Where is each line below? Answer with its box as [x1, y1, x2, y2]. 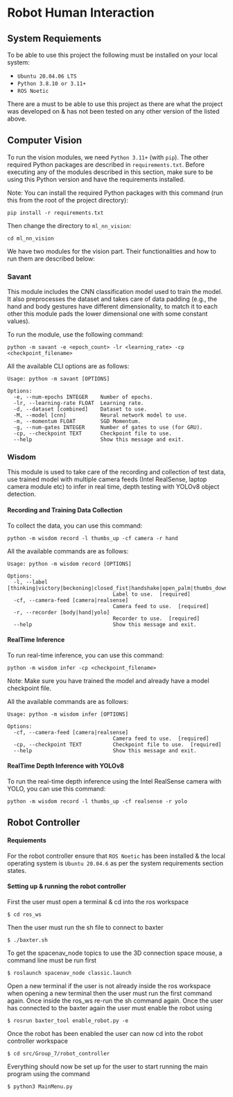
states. [7, 866, 26, 874]
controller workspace [7, 1037, 68, 1045]
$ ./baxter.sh [7, 936, 49, 944]
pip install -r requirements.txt [7, 209, 104, 216]
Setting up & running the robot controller [7, 882, 126, 890]
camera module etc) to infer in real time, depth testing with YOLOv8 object [7, 483, 220, 491]
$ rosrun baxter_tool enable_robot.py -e [7, 1017, 129, 1024]
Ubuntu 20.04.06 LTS [17, 73, 77, 80]
